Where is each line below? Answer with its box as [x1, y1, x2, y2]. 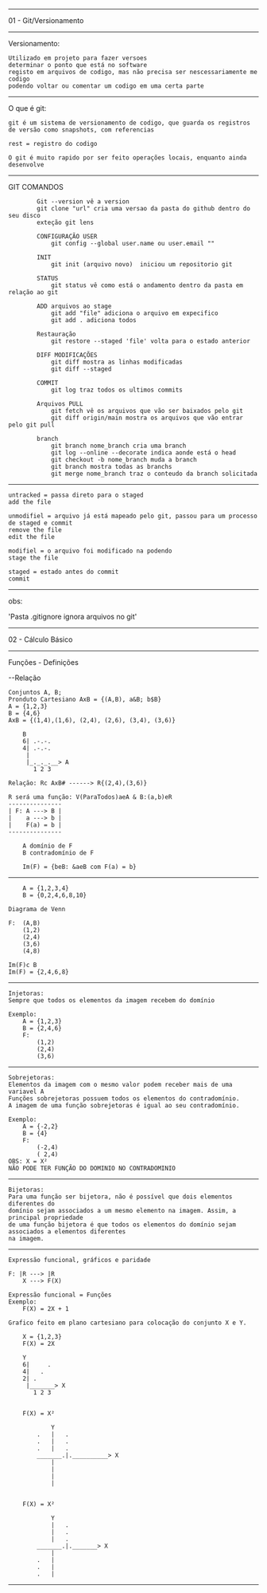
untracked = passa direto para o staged [8, 491, 145, 499]
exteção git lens [37, 218, 94, 226]
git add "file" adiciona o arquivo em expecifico [50, 309, 219, 317]
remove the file [8, 526, 62, 534]
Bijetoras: [8, 1186, 44, 1194]
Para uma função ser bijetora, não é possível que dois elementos [8, 1193, 233, 1201]
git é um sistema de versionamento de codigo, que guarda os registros [8, 119, 250, 127]
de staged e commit [8, 519, 73, 527]
